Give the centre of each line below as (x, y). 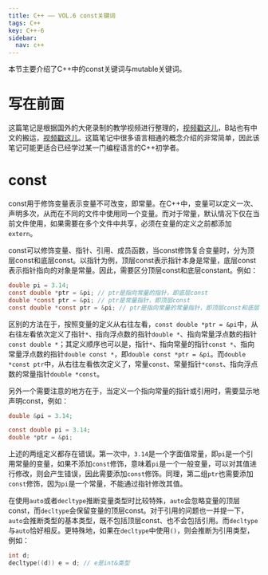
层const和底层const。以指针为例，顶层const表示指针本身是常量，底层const (132, 260)
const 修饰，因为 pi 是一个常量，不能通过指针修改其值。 (98, 484)
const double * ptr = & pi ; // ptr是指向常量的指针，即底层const (108, 293)
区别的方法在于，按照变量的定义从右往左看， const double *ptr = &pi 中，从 (133, 324)
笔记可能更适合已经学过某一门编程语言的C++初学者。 (96, 148)
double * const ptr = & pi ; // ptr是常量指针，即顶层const (99, 300)
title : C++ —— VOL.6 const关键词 (62, 16)
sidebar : (23, 38)
